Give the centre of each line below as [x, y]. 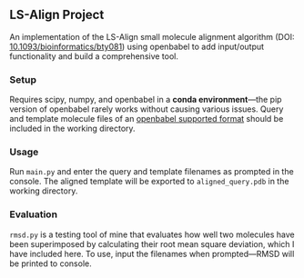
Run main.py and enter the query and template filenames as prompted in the [152, 172]
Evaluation [33, 214]
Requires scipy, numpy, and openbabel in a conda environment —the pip [146, 100]
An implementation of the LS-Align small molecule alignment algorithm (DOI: [152, 36]
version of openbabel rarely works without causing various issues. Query [147, 109]
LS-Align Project [57, 15]
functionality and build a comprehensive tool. [94, 56]
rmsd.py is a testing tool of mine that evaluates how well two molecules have [152, 234]
